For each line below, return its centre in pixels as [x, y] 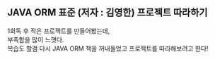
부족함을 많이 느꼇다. [36, 39]
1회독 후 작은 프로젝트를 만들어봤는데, [59, 31]
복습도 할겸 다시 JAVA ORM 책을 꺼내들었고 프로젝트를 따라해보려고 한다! [108, 48]
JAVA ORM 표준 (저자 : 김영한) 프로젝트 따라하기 [107, 13]
